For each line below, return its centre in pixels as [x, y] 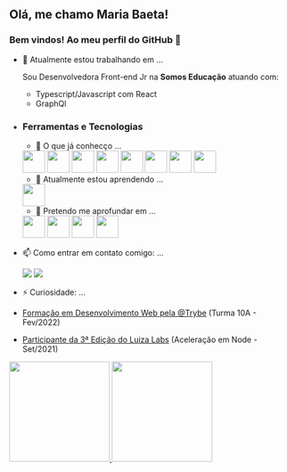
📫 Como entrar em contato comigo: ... [93, 252]
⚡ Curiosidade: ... [54, 292]
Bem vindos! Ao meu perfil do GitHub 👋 [95, 40]
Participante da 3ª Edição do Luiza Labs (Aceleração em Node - [139, 339]
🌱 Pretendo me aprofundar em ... [95, 211]
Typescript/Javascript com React [96, 94]
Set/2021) [40, 349]
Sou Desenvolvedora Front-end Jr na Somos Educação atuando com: [150, 77]
